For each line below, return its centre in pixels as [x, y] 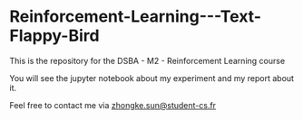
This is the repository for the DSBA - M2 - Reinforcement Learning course [147, 60]
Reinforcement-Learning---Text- [135, 17]
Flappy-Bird [54, 36]
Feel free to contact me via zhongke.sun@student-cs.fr [112, 105]
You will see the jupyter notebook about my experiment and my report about [152, 78]
